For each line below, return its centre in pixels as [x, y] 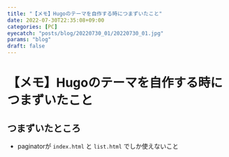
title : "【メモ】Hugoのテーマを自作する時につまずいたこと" [85, 14]
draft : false [26, 46]
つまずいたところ [44, 128]
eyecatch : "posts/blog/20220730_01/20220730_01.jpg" [86, 33]
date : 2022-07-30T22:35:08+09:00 [56, 20]
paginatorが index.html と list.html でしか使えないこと [98, 146]
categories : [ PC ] [32, 27]
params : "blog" [29, 40]
